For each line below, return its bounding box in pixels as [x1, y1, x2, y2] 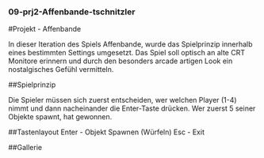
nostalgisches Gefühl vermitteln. [8, 65, 114, 74]
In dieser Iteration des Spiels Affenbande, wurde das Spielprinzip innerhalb [8, 39, 253, 49]
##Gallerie [8, 143, 42, 152]
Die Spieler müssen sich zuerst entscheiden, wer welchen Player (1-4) [8, 96, 237, 105]
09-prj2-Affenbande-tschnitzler [8, 6, 136, 17]
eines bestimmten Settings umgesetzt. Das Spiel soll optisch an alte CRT [8, 48, 246, 58]
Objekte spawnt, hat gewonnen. [8, 112, 113, 122]
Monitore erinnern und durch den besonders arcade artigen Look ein [8, 56, 233, 66]
